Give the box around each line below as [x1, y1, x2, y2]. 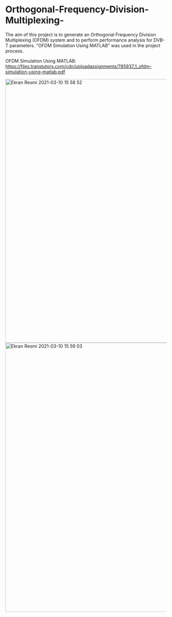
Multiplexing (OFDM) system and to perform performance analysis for [5, 37, 153, 43]
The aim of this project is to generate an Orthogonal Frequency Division [5, 31, 156, 37]
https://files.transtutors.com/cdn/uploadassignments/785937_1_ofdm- [5, 63, 152, 69]
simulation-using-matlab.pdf [5, 68, 66, 75]
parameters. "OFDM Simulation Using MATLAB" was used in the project [9, 42, 161, 48]
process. [5, 48, 24, 54]
